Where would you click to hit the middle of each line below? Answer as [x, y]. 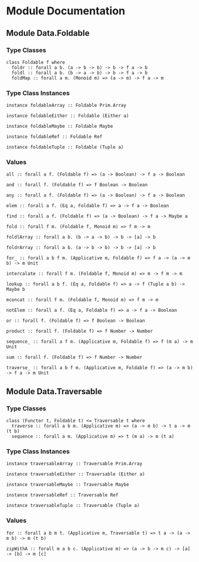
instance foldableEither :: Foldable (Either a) [68, 116]
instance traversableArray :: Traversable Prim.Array [74, 464]
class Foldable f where [36, 62]
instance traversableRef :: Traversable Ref [62, 495]
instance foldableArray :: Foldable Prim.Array [66, 106]
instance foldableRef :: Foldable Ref [54, 137]
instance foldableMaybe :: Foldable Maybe [60, 127]
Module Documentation [66, 11]
